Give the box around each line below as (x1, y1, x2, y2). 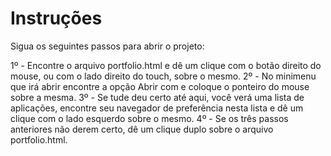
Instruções (10, 7, 103, 30)
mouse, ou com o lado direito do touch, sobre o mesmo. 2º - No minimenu (10, 70, 317, 82)
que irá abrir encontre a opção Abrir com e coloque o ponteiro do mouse (10, 80, 310, 92)
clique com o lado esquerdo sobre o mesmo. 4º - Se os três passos (10, 112, 289, 124)
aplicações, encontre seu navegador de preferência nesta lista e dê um (10, 102, 304, 114)
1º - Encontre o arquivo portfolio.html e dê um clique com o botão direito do (10, 59, 322, 71)
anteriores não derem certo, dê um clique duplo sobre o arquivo (10, 123, 274, 135)
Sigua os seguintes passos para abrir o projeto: (10, 40, 205, 52)
